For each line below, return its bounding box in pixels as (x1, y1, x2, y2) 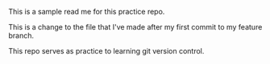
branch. (8, 31, 35, 40)
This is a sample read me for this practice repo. (8, 7, 165, 16)
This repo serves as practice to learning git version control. (8, 46, 205, 55)
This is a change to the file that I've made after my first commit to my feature (8, 22, 263, 31)
